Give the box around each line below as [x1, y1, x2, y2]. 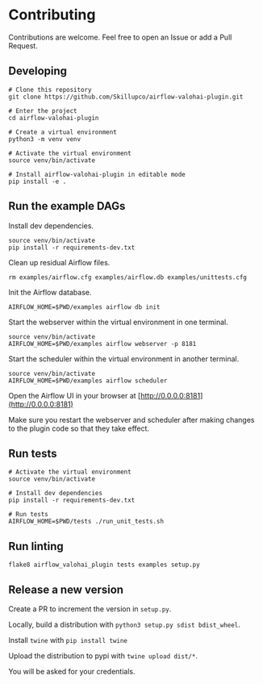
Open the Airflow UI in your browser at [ [8, 390, 141, 400]
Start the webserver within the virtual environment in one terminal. [8, 317, 228, 327]
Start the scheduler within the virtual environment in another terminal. [8, 353, 240, 364]
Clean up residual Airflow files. [8, 257, 111, 267]
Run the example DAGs [8, 199, 126, 213]
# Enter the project [8, 106, 78, 115]
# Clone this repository [8, 85, 92, 94]
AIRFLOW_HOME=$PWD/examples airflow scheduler [8, 377, 168, 385]
